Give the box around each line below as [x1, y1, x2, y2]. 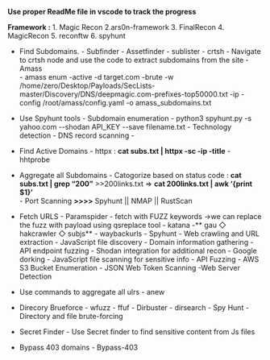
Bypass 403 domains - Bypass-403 [19, 342, 139, 352]
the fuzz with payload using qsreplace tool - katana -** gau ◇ [19, 221, 226, 230]
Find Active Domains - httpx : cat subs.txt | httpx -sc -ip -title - [19, 147, 231, 155]
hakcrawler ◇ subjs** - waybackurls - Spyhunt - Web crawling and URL [19, 229, 260, 238]
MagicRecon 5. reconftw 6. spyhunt [7, 31, 126, 40]
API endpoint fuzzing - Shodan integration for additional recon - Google [19, 246, 257, 255]
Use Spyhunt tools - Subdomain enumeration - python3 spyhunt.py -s [19, 114, 251, 123]
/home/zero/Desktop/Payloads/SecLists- [19, 81, 156, 90]
